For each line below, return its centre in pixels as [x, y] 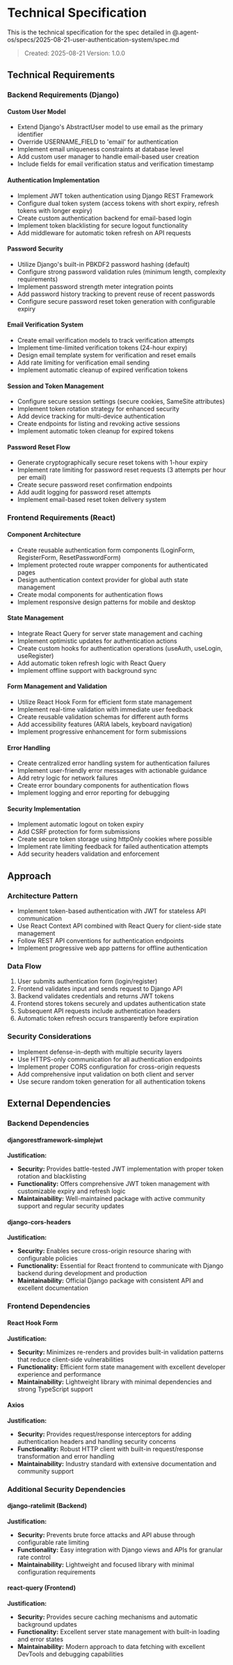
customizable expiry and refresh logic [71, 1191]
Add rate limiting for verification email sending [83, 363]
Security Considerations [49, 1037]
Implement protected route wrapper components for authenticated [113, 565]
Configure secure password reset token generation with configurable [116, 301]
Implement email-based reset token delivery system [92, 500]
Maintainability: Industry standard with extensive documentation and [117, 1463]
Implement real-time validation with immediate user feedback [105, 709]
